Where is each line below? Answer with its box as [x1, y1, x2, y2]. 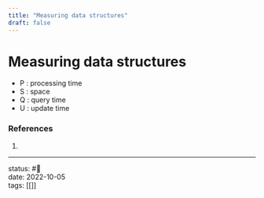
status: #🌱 [8, 163, 42, 173]
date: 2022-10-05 [8, 172, 65, 181]
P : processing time [19, 79, 82, 88]
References [8, 123, 53, 134]
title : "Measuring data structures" [8, 11, 128, 20]
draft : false [8, 19, 51, 27]
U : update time [19, 104, 70, 113]
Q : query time [19, 95, 67, 104]
